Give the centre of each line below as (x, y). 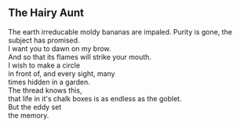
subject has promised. (44, 40)
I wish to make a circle (44, 65)
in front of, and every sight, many (62, 73)
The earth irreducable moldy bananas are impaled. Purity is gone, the (120, 31)
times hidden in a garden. (49, 82)
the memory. (29, 115)
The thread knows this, (45, 90)
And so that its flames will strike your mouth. (80, 57)
